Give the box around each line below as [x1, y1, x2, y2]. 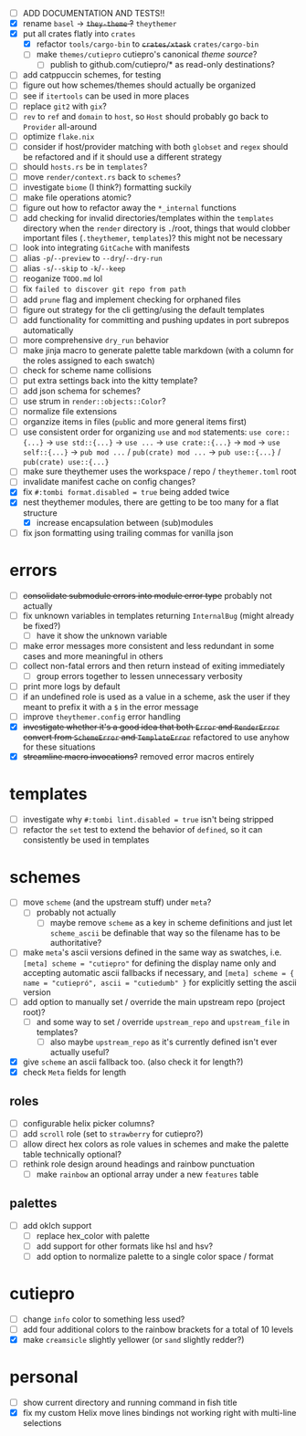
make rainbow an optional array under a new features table [36, 1169, 259, 1179]
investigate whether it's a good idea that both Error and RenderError [22, 721, 280, 733]
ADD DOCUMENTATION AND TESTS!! [22, 8, 165, 18]
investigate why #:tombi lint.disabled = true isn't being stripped [22, 814, 274, 825]
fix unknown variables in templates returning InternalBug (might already [22, 610, 295, 621]
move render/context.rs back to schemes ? [22, 171, 181, 182]
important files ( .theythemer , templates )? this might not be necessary [22, 233, 283, 244]
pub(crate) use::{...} [22, 458, 110, 467]
